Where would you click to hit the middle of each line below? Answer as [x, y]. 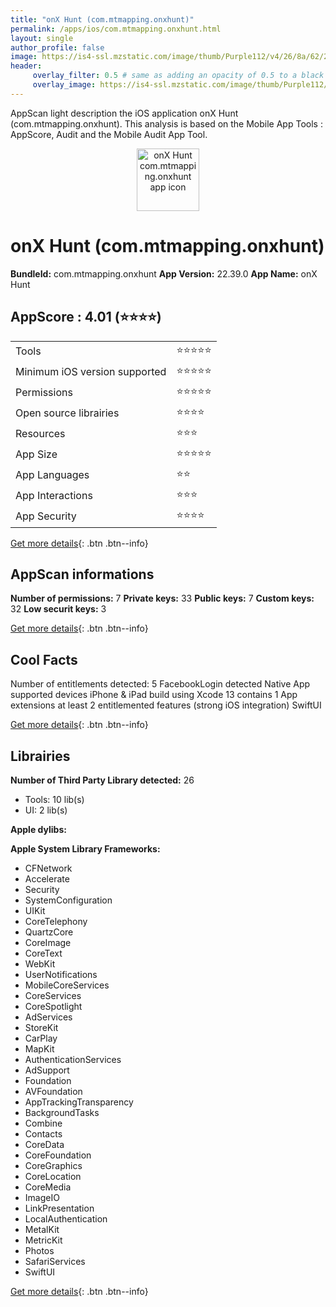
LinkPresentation [59, 1208]
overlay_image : [64, 85]
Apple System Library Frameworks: [85, 848]
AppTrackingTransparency [79, 1102]
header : [26, 66]
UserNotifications [61, 974]
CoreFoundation [58, 1155]
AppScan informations [82, 574]
